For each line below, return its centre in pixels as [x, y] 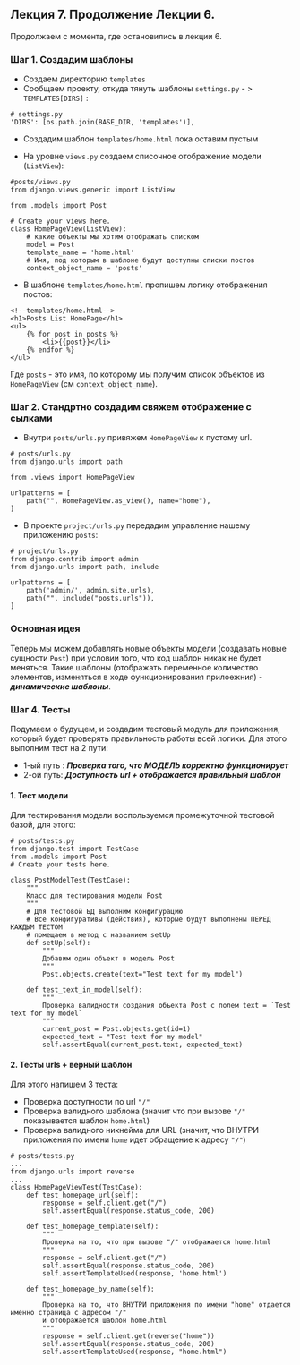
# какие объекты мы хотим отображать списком [113, 237]
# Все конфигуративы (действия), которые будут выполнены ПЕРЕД [149, 920]
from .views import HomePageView [73, 478]
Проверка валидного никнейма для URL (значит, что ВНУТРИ [141, 1130]
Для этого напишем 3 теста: [64, 1084]
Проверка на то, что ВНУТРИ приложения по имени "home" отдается [167, 1305]
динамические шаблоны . [60, 686]
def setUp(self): [59, 943]
